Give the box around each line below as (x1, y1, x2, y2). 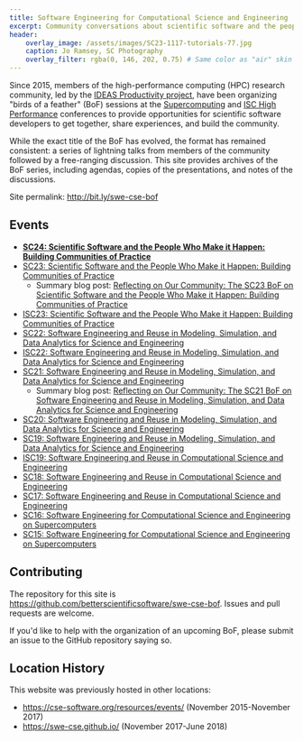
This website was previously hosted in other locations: (9, 684, 212, 695)
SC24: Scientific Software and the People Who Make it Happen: (22, 241, 266, 252)
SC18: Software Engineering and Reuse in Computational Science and (22, 471, 282, 482)
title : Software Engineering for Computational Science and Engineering (9, 13, 289, 23)
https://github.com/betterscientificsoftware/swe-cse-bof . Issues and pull (9, 598, 280, 608)
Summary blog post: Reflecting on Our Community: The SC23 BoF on (35, 279, 294, 290)
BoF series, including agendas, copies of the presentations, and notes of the (9, 164, 293, 175)
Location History (9, 661, 106, 676)
